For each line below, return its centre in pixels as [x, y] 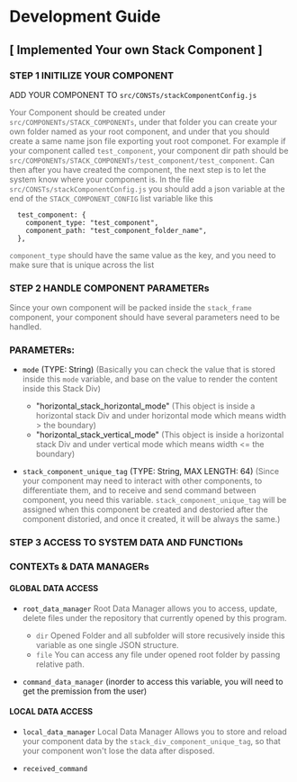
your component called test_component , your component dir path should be [149, 150]
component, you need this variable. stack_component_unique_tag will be [154, 500]
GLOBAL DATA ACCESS [54, 588]
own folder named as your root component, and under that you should [139, 131]
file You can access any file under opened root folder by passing [158, 654]
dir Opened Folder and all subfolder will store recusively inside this [160, 635]
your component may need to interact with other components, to [142, 481]
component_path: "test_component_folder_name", [116, 230]
